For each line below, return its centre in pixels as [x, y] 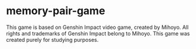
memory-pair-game [56, 11]
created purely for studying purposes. [52, 40]
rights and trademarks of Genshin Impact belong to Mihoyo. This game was [98, 33]
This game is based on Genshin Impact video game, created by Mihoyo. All [97, 27]
